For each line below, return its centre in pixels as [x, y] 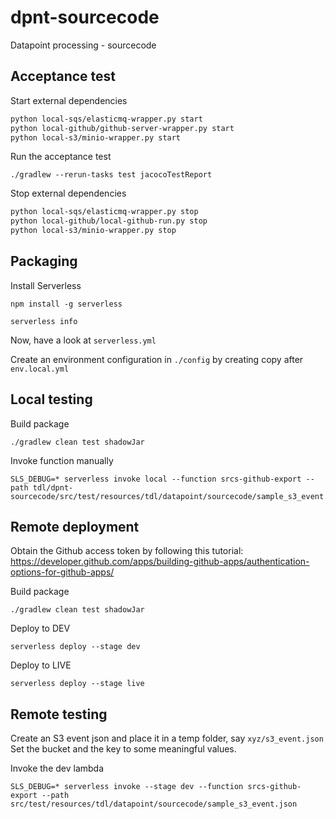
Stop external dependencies [68, 193]
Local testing [51, 399]
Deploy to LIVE [41, 665]
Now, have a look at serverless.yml [83, 340]
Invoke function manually [62, 460]
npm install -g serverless [66, 304]
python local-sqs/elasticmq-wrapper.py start [106, 119]
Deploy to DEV [40, 628]
